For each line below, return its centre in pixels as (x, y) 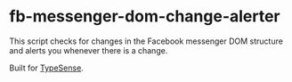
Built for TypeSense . (47, 68)
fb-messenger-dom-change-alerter (145, 16)
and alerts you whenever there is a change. (89, 50)
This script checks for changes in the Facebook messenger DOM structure (146, 41)
